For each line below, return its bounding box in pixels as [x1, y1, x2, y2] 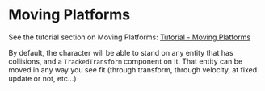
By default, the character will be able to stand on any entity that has [8, 48, 233, 57]
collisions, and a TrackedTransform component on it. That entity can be [8, 56, 243, 66]
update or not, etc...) [8, 73, 77, 83]
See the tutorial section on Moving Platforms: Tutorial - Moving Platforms [8, 32, 251, 42]
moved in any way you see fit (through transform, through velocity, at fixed [8, 64, 257, 74]
